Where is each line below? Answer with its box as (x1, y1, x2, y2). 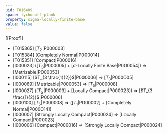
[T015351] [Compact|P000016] (12, 57, 77, 63)
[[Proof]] (5, 35, 24, 41)
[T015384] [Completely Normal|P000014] (12, 52, 100, 58)
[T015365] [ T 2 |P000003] (12, 45, 65, 53)
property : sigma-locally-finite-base (5, 17, 85, 22)
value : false (5, 21, 33, 27)
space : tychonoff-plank (5, 12, 56, 17)
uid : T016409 (5, 7, 33, 13)
